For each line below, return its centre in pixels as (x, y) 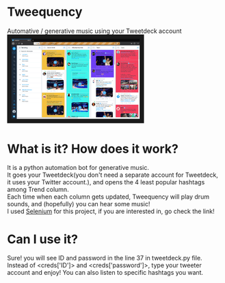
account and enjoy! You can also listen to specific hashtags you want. (105, 273)
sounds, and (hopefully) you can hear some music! (79, 204)
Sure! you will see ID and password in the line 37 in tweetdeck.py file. (105, 258)
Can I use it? (43, 239)
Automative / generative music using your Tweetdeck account (94, 31)
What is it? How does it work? (93, 149)
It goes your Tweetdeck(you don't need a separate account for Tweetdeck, (113, 175)
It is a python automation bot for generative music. (78, 168)
